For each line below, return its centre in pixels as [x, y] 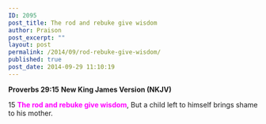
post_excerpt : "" [37, 38]
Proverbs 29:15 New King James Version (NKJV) [90, 89]
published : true [35, 60]
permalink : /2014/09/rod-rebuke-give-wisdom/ [84, 52]
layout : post [30, 45]
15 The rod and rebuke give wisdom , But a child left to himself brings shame [133, 104]
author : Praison [35, 30]
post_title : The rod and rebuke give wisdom [83, 23]
